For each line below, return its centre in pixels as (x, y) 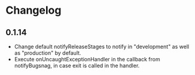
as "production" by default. (48, 53)
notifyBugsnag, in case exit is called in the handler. (77, 65)
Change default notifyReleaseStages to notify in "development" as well (102, 46)
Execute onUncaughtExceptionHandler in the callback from (87, 59)
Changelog (33, 10)
